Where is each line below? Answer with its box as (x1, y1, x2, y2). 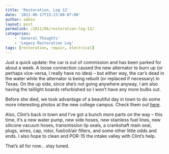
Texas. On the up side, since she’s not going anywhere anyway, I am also (5, 81, 158, 87)
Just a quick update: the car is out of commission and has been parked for (5, 59, 162, 65)
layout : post (5, 21, 33, 27)
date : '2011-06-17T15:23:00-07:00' (5, 12, 81, 17)
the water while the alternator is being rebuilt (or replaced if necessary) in (5, 75, 160, 81)
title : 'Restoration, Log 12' (5, 7, 70, 13)
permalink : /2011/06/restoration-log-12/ (5, 26, 95, 32)
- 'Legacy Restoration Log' (14, 41, 74, 46)
